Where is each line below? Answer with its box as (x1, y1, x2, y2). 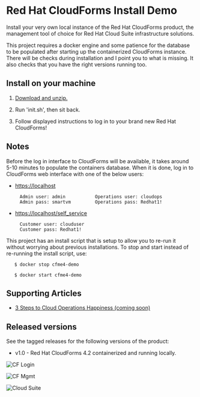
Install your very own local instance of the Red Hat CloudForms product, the (6, 23, 194, 31)
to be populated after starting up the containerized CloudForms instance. (6, 48, 187, 55)
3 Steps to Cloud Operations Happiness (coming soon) (14, 304, 151, 311)
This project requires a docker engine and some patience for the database (6, 42, 190, 49)
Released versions (6, 322, 77, 332)
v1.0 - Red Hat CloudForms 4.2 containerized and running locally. (14, 349, 177, 357)
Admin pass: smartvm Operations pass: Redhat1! (19, 199, 163, 205)
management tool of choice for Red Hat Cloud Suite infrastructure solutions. (6, 30, 195, 37)
